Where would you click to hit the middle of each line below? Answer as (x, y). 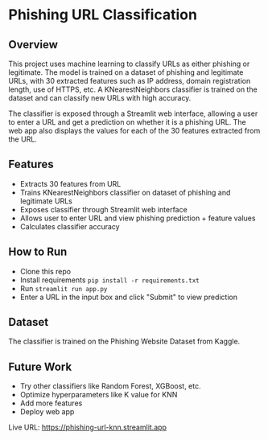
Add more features (51, 403)
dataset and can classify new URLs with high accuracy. (100, 98)
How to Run (38, 252)
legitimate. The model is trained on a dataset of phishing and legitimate (126, 72)
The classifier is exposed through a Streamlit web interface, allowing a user (133, 113)
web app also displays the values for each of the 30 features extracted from (134, 131)
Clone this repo (45, 271)
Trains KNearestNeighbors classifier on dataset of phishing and (125, 192)
